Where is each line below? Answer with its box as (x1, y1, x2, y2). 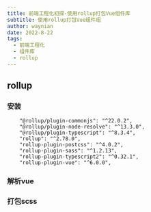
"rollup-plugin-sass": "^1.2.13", (19, 148, 118, 155)
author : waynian (7, 23, 53, 29)
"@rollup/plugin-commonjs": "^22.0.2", (19, 118, 133, 124)
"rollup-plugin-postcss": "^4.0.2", (19, 142, 124, 148)
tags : (7, 36, 23, 42)
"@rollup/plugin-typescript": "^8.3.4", (19, 129, 136, 137)
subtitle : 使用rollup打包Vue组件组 (7, 16, 101, 23)
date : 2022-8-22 (7, 29, 53, 36)
